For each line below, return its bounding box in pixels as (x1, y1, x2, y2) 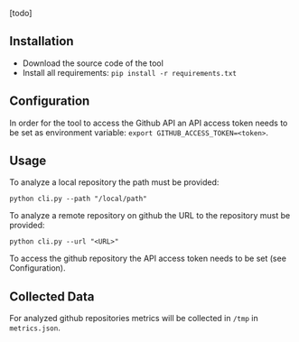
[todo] (9, 8, 33, 18)
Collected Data (9, 289, 95, 304)
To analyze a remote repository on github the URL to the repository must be (9, 210, 291, 221)
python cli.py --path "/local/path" (9, 194, 147, 204)
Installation (9, 33, 74, 49)
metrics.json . (9, 322, 61, 333)
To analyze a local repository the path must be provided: (9, 177, 220, 188)
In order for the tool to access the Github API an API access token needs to (9, 117, 288, 128)
